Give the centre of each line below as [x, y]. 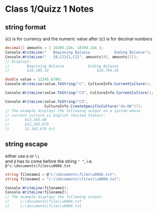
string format [26, 27]
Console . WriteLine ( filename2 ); [37, 192]
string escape [26, 144]
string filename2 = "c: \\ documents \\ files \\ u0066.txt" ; [63, 179]
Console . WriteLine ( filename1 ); [37, 188]
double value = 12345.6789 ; [34, 79]
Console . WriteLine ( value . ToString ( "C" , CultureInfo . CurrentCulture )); [78, 84]
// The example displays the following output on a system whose [73, 111]
